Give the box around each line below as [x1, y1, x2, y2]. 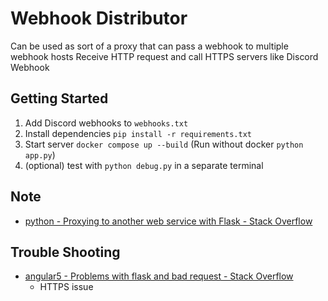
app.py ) [24, 148, 56, 161]
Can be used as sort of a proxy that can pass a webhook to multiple [10, 40, 289, 52]
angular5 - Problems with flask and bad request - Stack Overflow [24, 270, 294, 282]
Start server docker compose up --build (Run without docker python [24, 138, 304, 150]
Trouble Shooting [10, 243, 121, 261]
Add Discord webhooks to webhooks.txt [24, 117, 189, 129]
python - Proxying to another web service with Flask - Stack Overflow [24, 215, 313, 227]
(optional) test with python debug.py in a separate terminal [24, 159, 264, 171]
